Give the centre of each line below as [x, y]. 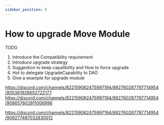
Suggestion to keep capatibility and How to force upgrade [70, 67]
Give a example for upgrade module [48, 78]
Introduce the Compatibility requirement [52, 57]
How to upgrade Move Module [68, 34]
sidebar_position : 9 [26, 10]
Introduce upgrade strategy [40, 62]
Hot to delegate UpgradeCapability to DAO [55, 73]
